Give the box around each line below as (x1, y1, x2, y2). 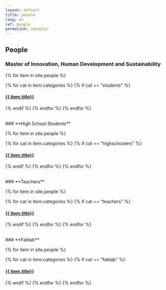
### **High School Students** (5, 120, 71, 127)
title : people (5, 12, 36, 17)
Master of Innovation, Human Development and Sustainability (5, 61, 161, 68)
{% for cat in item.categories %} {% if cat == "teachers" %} (5, 199, 131, 205)
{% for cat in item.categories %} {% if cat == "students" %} (5, 82, 131, 88)
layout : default (5, 7, 40, 13)
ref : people (5, 21, 31, 27)
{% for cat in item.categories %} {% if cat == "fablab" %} (5, 256, 126, 263)
